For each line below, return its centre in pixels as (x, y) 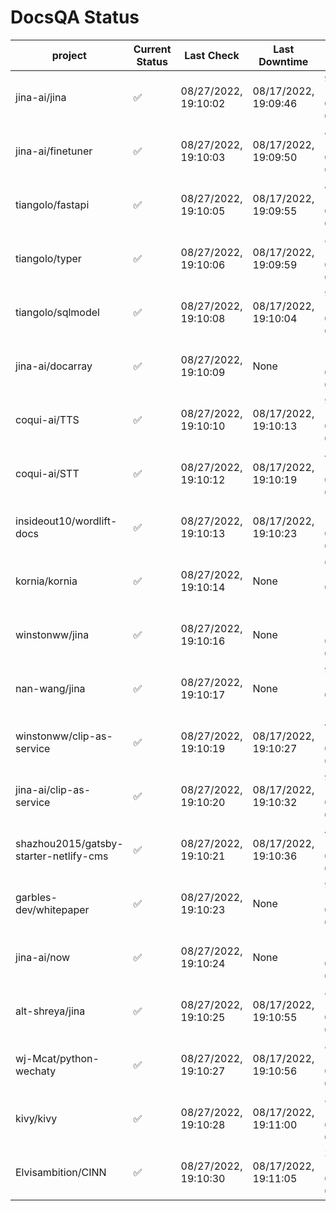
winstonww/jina (52, 634)
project (69, 55)
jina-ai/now (43, 957)
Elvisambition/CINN (61, 1172)
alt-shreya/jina (50, 1011)
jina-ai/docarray (54, 366)
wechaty (36, 1071)
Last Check (212, 55)
